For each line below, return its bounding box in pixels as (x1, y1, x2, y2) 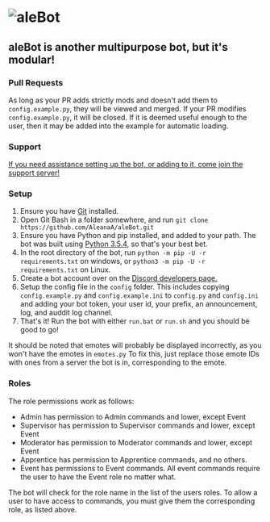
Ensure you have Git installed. (19, 207, 119, 216)
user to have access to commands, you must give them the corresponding (8, 496, 255, 506)
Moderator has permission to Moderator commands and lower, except (19, 437, 252, 447)
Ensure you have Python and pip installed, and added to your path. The (19, 231, 256, 240)
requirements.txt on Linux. (19, 265, 111, 274)
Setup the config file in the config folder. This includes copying (19, 282, 230, 292)
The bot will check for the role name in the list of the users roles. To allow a (8, 487, 258, 497)
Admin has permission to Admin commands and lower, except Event (19, 411, 247, 421)
